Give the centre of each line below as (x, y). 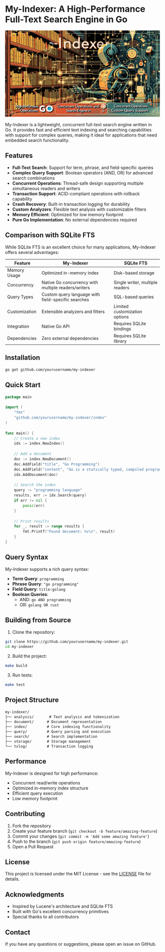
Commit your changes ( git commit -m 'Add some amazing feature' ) (81, 836)
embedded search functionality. (37, 140)
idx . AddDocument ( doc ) (36, 475)
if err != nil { (31, 501)
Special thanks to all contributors (45, 917)
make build (16, 666)
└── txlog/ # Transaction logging (49, 746)
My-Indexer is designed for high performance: (52, 773)
